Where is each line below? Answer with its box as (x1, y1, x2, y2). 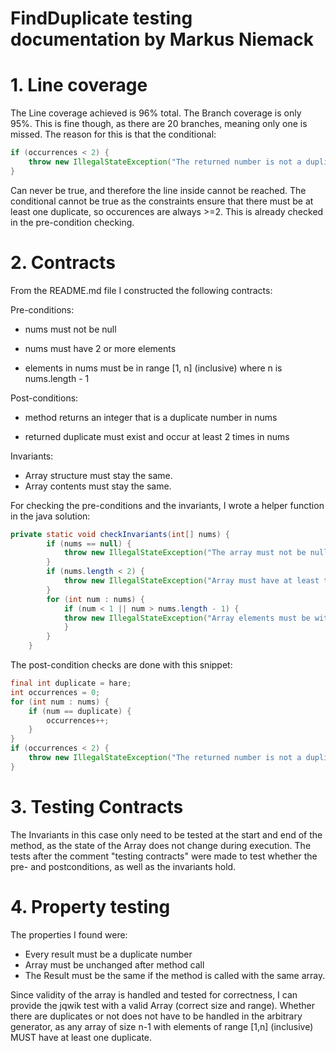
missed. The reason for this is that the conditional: (10, 128, 217, 141)
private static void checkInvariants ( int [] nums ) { (10, 529, 230, 539)
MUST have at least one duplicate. (10, 1031, 153, 1043)
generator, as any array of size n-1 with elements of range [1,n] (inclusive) (10, 1020, 314, 1032)
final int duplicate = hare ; (10, 678, 132, 689)
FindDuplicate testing (10, 7, 193, 30)
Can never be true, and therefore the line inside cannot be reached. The (10, 184, 307, 196)
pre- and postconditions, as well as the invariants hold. (10, 860, 237, 872)
